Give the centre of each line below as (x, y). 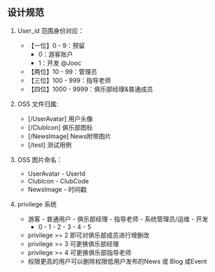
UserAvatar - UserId (57, 174)
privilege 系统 (37, 204)
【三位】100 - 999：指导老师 (69, 80)
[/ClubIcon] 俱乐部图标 (60, 127)
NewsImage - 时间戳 (57, 189)
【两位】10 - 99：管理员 (62, 71)
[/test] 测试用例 (50, 144)
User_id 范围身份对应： (51, 31)
